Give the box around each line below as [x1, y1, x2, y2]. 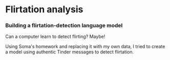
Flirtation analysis [5, 4, 83, 15]
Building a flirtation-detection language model [5, 22, 123, 29]
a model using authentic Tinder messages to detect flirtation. [5, 49, 134, 55]
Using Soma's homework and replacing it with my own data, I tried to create [5, 44, 165, 50]
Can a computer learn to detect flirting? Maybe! [5, 33, 105, 39]
